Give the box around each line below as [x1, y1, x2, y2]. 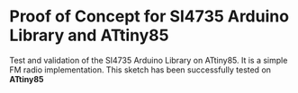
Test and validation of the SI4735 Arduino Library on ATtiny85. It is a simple [9, 55, 288, 65]
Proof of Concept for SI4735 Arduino [9, 6, 290, 27]
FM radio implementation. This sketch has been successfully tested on [9, 64, 272, 75]
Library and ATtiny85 [9, 25, 169, 46]
